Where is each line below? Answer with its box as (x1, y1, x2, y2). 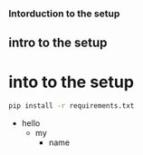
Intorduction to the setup (8, 7, 120, 20)
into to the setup (8, 72, 135, 92)
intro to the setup (8, 35, 108, 51)
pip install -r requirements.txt (8, 102, 135, 111)
